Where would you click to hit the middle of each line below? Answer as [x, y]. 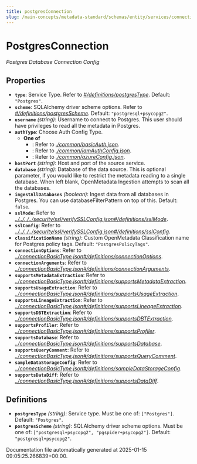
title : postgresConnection [39, 11]
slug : [13, 17]
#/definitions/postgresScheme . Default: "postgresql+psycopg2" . [91, 113]
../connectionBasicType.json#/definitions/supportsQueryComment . [96, 356]
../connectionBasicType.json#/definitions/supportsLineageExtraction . [98, 306]
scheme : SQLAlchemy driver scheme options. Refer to [78, 107]
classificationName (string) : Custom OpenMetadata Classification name [102, 238]
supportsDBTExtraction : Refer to [53, 313]
